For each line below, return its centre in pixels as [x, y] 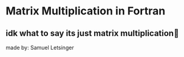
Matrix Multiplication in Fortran [86, 11]
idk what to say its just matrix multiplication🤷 [93, 33]
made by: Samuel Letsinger [40, 47]
